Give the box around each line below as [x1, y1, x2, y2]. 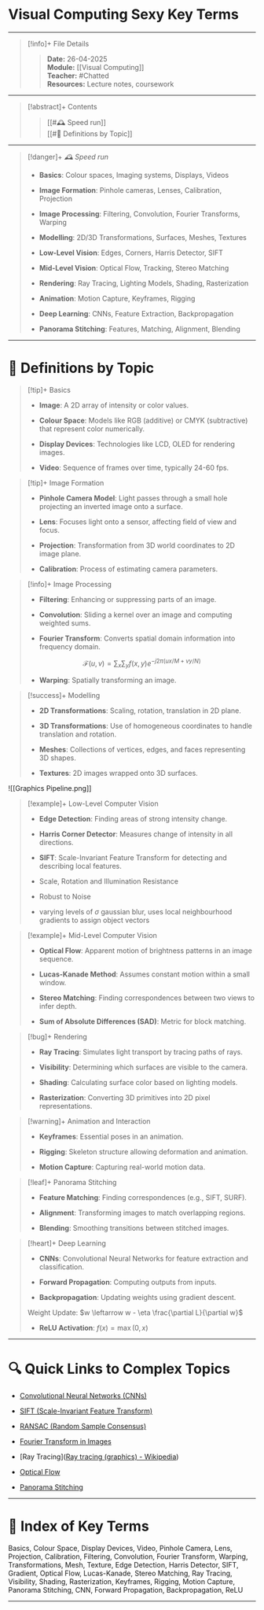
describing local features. [38, 862, 122, 871]
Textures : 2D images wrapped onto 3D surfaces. [38, 769, 198, 778]
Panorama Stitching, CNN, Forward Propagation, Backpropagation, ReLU [8, 1586, 244, 1595]
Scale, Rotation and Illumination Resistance [38, 877, 179, 886]
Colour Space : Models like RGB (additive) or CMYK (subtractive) [38, 415, 248, 425]
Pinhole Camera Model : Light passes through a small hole [38, 493, 228, 503]
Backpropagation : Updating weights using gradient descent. [38, 1293, 236, 1302]
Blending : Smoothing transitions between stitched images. [38, 1224, 229, 1233]
